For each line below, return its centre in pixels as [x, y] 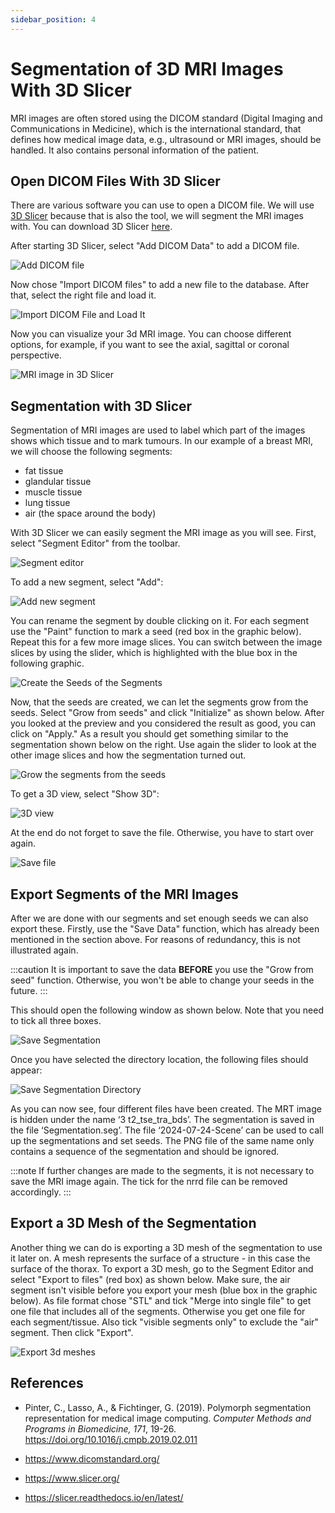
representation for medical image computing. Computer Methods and [168, 1418]
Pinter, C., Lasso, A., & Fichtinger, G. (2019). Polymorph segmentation [168, 1407]
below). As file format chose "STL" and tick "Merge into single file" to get [161, 1300]
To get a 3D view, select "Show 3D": [85, 794]
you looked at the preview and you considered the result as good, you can [163, 723]
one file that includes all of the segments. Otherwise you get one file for [158, 1311]
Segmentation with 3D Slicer [101, 406]
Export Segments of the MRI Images [124, 894]
